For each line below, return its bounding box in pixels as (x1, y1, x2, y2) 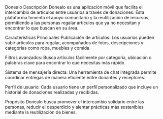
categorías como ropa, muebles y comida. (5, 45, 91, 51)
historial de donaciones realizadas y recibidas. (5, 89, 99, 95)
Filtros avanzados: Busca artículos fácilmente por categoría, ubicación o (5, 55, 152, 60)
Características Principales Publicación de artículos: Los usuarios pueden (5, 34, 155, 40)
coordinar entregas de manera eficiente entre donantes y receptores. (5, 75, 146, 80)
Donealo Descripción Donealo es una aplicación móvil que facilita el (5, 4, 143, 10)
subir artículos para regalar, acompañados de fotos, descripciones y (5, 40, 144, 46)
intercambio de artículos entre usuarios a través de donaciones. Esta (5, 9, 144, 15)
